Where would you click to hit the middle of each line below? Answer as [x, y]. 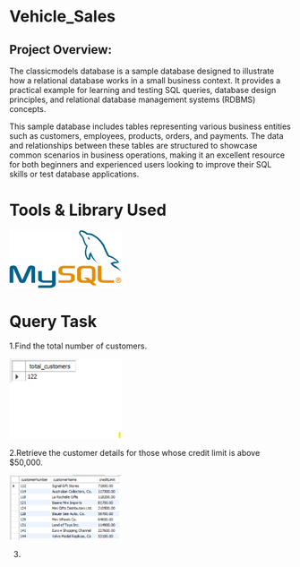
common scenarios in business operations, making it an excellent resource [147, 155]
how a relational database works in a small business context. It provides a [145, 81]
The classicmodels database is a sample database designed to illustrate [142, 71]
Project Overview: [60, 50]
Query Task [53, 321]
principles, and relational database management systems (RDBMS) [133, 99]
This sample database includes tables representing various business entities [150, 126]
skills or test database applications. [74, 174]
